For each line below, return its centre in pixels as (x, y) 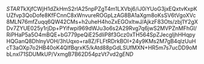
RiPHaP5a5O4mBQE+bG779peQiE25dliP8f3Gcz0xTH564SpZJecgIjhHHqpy (101, 35)
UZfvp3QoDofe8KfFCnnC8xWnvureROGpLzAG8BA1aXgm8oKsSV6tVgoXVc (101, 15)
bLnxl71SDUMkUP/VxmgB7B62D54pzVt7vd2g (65, 54)
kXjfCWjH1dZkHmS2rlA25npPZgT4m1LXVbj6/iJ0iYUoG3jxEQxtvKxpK (111, 9)
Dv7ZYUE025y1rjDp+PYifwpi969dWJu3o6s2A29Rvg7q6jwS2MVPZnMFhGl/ (102, 28)
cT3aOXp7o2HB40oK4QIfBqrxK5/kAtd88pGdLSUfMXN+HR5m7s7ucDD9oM (102, 48)
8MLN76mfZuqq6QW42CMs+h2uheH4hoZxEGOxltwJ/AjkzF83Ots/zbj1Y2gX (102, 22)
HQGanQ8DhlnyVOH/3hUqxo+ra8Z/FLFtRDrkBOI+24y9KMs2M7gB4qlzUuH (101, 41)
